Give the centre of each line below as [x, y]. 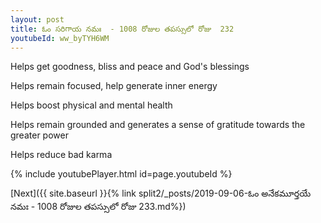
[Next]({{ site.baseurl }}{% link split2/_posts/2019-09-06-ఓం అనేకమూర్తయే [161, 193]
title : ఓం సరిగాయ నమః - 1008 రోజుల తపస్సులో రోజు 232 [122, 29]
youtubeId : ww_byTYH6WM [60, 38]
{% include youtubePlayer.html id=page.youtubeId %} [121, 174]
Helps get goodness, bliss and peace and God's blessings [130, 67]
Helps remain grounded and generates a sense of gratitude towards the [158, 125]
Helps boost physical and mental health [91, 105]
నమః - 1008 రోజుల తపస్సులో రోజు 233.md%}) [98, 207]
